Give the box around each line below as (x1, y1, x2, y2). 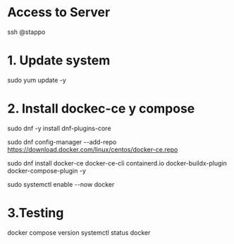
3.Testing (7, 205, 64, 221)
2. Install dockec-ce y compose (7, 100, 195, 117)
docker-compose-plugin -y (7, 166, 87, 175)
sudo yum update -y (7, 76, 67, 84)
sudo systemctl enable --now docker (7, 180, 115, 188)
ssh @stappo (7, 28, 46, 36)
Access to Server (7, 4, 111, 21)
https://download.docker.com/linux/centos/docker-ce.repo (7, 145, 178, 153)
